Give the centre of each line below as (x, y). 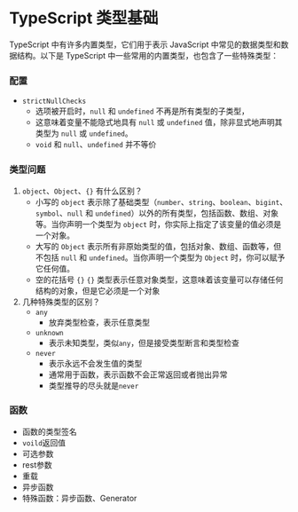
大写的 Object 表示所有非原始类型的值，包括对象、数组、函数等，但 (158, 246)
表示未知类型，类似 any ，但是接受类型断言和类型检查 (144, 343)
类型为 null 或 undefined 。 (84, 133)
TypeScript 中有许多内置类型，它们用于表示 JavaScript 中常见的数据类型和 (145, 44)
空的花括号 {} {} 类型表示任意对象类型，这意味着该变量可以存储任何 (159, 280)
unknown (49, 333)
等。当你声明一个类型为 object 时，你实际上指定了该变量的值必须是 (158, 224)
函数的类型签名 (49, 431)
